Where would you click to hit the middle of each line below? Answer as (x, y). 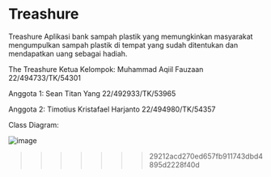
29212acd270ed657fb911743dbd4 (206, 156)
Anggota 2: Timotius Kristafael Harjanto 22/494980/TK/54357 (112, 109)
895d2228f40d (174, 164)
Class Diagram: (34, 124)
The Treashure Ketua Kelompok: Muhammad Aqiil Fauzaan (106, 69)
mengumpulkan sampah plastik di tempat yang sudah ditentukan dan (123, 44)
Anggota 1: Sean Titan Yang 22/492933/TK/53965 (92, 93)
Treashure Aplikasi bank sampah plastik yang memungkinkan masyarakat (131, 36)
